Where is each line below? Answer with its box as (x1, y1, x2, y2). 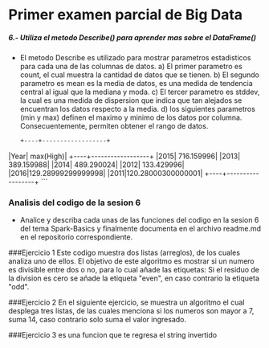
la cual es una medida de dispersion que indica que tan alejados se (19, 96, 243, 105)
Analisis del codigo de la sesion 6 (8, 197, 141, 208)
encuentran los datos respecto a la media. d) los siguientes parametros (19, 104, 255, 114)
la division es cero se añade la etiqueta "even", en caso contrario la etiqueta (8, 273, 259, 283)
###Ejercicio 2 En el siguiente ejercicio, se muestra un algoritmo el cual (8, 297, 245, 307)
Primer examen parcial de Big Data (8, 6, 243, 24)
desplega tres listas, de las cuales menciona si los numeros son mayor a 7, (8, 306, 255, 316)
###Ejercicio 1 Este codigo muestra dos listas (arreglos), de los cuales (8, 248, 241, 258)
